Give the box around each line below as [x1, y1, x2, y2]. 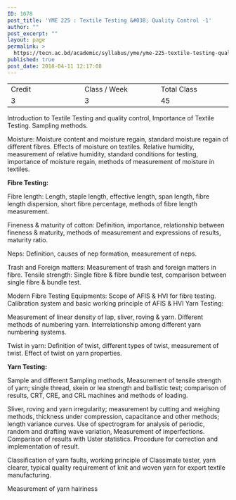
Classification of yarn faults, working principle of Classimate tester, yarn [7, 456, 216, 464]
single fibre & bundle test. [7, 277, 82, 286]
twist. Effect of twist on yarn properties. [7, 349, 122, 357]
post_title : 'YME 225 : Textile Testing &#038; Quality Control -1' [7, 17, 212, 24]
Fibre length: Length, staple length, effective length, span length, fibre [7, 192, 209, 201]
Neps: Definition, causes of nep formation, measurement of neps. [7, 249, 197, 258]
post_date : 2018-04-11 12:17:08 [7, 63, 102, 70]
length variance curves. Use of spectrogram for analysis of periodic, [7, 420, 205, 428]
